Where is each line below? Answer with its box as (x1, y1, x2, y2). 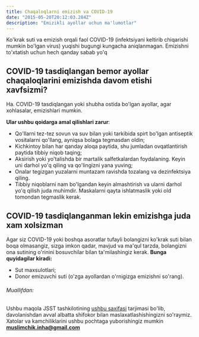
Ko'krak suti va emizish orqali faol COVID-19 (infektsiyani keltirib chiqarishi (6, 36, 188, 44)
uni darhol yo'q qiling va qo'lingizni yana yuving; (14, 162, 133, 169)
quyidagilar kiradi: (6, 255, 52, 262)
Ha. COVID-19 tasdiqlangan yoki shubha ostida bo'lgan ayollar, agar (6, 101, 172, 108)
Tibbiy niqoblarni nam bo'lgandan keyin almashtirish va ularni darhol (14, 181, 182, 188)
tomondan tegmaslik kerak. (14, 193, 81, 200)
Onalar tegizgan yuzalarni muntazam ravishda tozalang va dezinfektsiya (14, 168, 191, 175)
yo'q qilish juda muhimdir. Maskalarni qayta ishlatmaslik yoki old (14, 187, 171, 194)
